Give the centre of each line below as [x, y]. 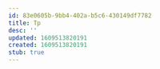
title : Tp [25, 23]
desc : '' [23, 30]
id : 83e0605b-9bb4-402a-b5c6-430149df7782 [80, 15]
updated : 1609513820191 [48, 38]
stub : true [26, 52]
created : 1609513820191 [48, 45]
